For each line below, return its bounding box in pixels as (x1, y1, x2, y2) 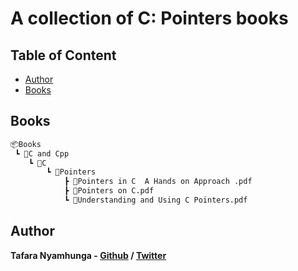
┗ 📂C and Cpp (14, 148, 70, 159)
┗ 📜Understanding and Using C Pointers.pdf (63, 195, 248, 206)
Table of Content (10, 47, 117, 64)
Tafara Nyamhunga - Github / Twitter (10, 249, 167, 261)
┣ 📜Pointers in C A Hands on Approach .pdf (63, 177, 253, 187)
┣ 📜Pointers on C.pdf (63, 186, 155, 196)
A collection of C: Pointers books (10, 7, 289, 30)
